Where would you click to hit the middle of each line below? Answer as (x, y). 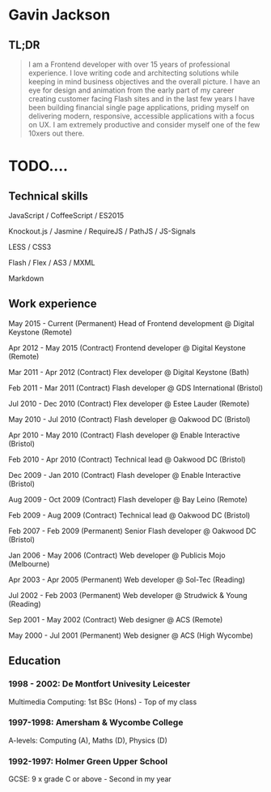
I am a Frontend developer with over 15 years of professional (129, 64)
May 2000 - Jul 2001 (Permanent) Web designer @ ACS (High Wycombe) (131, 635)
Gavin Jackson (59, 15)
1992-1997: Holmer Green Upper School (88, 761)
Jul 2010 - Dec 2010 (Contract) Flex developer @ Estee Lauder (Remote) (129, 403)
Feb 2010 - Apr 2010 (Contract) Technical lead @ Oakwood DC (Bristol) (127, 459)
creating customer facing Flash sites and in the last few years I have (141, 99)
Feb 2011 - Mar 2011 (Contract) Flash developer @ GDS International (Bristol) (136, 388)
